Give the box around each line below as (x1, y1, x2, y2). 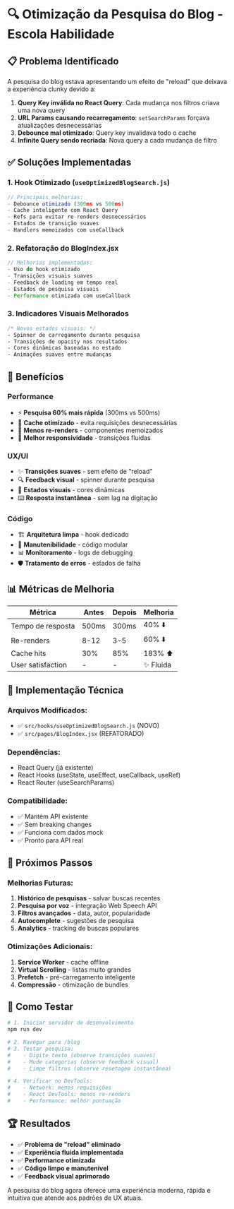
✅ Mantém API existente (17, 812, 89, 821)
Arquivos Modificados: (7, 705, 88, 715)
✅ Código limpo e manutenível (17, 1164, 109, 1172)
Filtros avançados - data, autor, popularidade (17, 909, 151, 917)
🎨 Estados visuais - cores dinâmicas (17, 486, 125, 494)
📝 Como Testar (7, 1001, 74, 1013)
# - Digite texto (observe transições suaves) (7, 1052, 156, 1059)
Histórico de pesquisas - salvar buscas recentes (17, 894, 161, 903)
